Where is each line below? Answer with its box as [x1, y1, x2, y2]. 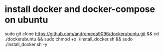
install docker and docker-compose [4, 3, 156, 15]
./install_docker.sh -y [4, 41, 48, 47]
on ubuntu [4, 14, 48, 25]
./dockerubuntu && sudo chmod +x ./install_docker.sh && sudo [4, 36, 133, 42]
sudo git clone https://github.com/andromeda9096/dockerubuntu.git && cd [4, 30, 159, 36]
